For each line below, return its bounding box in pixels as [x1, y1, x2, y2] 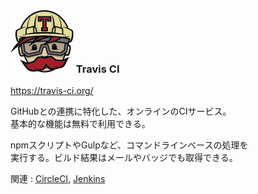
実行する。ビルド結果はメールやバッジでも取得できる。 [10, 152, 238, 164]
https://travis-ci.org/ [10, 85, 94, 97]
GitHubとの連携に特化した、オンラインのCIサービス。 [10, 105, 232, 118]
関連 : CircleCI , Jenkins [10, 173, 106, 185]
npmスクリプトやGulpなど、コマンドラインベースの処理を [10, 139, 249, 151]
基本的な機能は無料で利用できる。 [10, 118, 151, 130]
